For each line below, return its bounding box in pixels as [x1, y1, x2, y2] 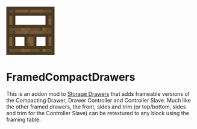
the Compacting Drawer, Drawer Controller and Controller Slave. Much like [6, 96, 191, 104]
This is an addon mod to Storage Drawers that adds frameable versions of [6, 90, 190, 97]
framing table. [6, 116, 41, 123]
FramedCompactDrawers [6, 71, 136, 84]
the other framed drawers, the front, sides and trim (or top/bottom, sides [6, 103, 186, 110]
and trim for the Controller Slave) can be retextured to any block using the [6, 109, 190, 116]
